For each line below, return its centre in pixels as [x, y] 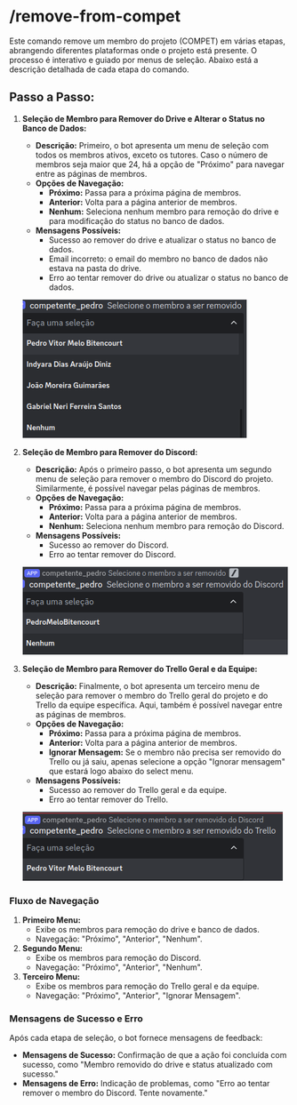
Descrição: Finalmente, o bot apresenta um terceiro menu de [148, 685]
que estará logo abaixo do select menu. [121, 771]
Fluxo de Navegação [54, 901]
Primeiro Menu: [52, 920]
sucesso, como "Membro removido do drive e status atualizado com [147, 1065]
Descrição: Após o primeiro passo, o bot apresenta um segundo [153, 469]
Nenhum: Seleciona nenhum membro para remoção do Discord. [166, 525]
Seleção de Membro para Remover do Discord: [110, 452]
